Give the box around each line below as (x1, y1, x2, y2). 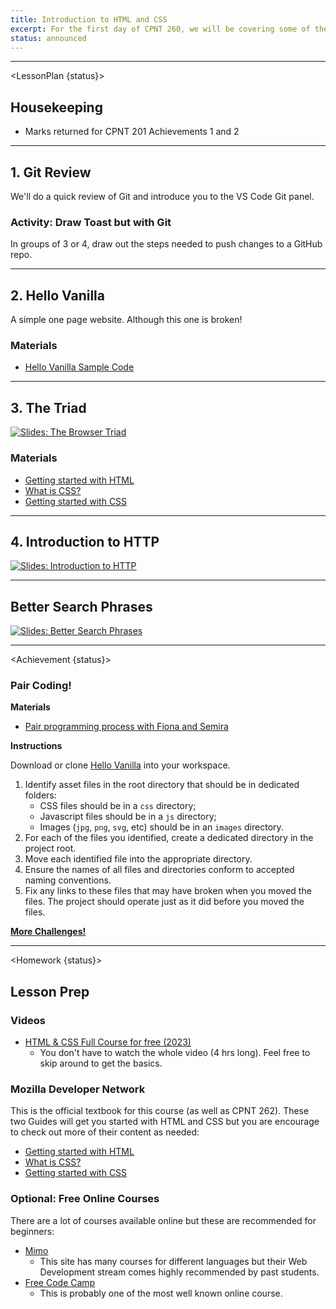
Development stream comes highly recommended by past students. (39, 1266, 320, 1278)
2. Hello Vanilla (10, 287, 105, 304)
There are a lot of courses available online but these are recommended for (10, 1214, 317, 1226)
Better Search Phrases (10, 598, 153, 615)
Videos (10, 1013, 46, 1027)
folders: (24, 789, 57, 801)
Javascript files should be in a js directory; (39, 811, 217, 823)
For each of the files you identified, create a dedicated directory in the (24, 832, 314, 844)
